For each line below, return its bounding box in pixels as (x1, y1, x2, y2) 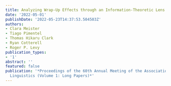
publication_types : (5, 50, 47, 55)
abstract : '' (5, 59, 33, 64)
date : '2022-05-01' (5, 12, 47, 17)
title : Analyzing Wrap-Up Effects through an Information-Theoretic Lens (5, 7, 165, 13)
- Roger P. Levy (5, 45, 40, 50)
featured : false (5, 64, 40, 69)
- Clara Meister (5, 26, 40, 31)
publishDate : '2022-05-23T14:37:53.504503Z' (5, 17, 101, 22)
